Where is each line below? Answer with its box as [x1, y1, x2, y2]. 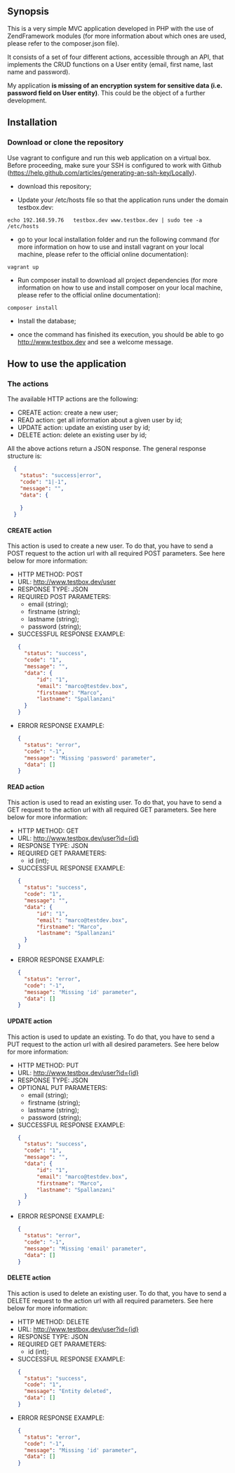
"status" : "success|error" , [20, 472, 102, 479]
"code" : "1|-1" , [20, 478, 68, 485]
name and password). [7, 67, 70, 76]
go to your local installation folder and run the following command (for [17, 235, 220, 243]
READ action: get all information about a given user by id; [17, 416, 182, 424]
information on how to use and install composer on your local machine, [17, 283, 223, 292]
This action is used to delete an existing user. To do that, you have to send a [7, 1289, 227, 1297]
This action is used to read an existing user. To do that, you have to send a [7, 798, 222, 807]
